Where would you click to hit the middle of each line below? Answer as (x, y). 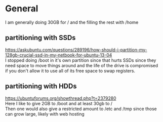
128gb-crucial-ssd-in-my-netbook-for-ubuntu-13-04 (59, 55)
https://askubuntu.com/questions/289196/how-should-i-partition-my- (76, 49)
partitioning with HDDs (41, 86)
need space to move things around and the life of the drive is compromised (81, 65)
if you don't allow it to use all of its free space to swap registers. (70, 71)
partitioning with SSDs (41, 38)
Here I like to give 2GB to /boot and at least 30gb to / (59, 103)
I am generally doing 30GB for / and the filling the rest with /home (72, 22)
